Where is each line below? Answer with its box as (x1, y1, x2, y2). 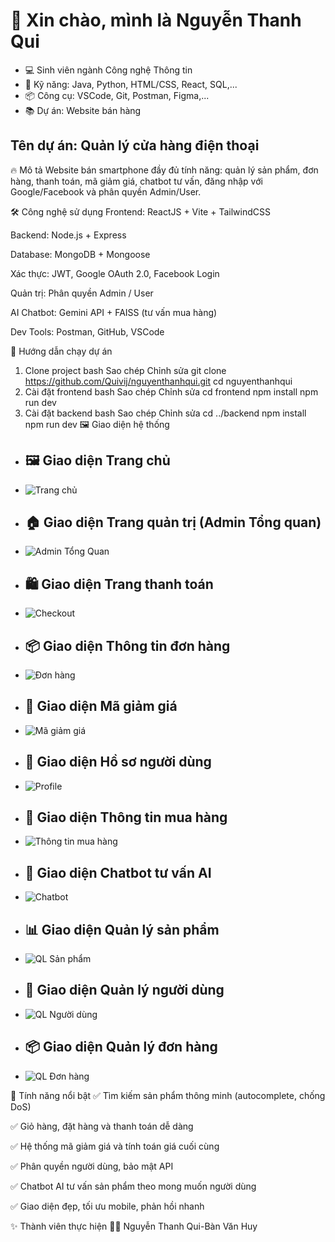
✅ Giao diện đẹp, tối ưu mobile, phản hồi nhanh (10, 1200, 205, 1212)
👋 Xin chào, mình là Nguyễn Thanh (10, 9, 302, 32)
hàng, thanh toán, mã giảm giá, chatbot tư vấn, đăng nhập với (10, 175, 263, 187)
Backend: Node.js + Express (10, 229, 127, 241)
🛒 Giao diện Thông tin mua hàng (24, 809, 228, 826)
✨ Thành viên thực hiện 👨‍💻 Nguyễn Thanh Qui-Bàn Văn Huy (10, 1220, 258, 1232)
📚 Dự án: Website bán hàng (24, 104, 142, 116)
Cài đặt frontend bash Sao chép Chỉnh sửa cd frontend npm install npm (24, 385, 319, 398)
